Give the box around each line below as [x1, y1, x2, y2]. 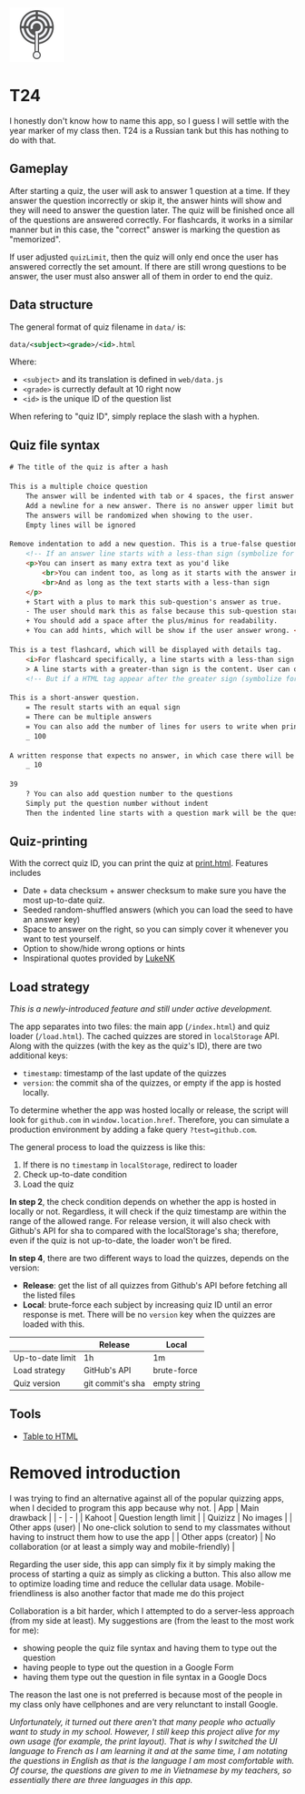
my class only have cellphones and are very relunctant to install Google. [9, 1698, 279, 1709]
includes [9, 868, 42, 879]
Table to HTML [22, 1431, 79, 1442]
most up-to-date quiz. [22, 895, 105, 906]
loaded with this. [22, 1319, 85, 1330]
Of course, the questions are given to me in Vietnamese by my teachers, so [9, 1765, 292, 1776]
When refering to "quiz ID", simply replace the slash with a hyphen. [9, 411, 261, 422]
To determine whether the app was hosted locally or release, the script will [9, 1105, 289, 1116]
